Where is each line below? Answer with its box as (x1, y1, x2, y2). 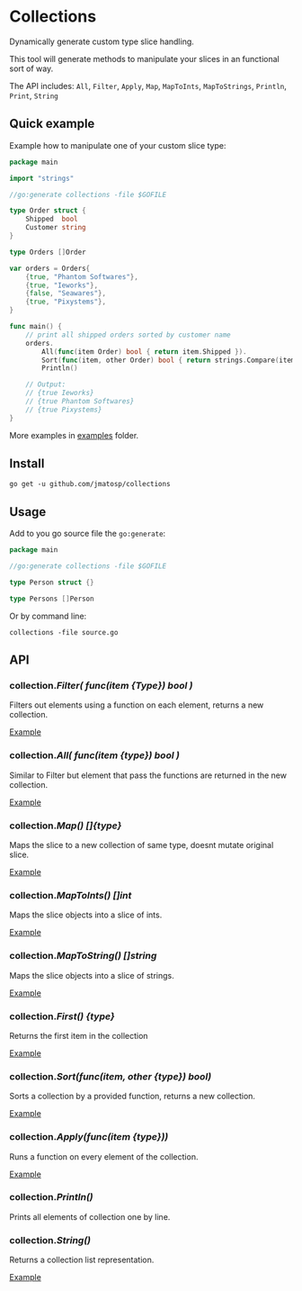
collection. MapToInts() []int (9, 889, 132, 901)
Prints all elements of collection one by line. (9, 1211, 171, 1222)
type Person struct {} (9, 578, 94, 587)
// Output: (25, 380, 67, 389)
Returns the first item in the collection (9, 1030, 148, 1041)
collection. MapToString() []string (9, 950, 157, 962)
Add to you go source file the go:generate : (9, 528, 166, 539)
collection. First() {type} (9, 1010, 115, 1023)
